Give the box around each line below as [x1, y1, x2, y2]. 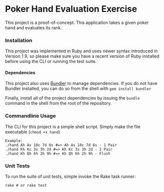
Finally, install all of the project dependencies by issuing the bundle [5, 95, 140, 101]
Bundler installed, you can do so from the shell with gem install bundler [5, 85, 152, 91]
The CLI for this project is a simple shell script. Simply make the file [5, 124, 141, 129]
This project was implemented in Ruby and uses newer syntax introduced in [5, 48, 158, 54]
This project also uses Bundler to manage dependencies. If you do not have [5, 81, 158, 86]
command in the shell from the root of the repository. [5, 100, 112, 106]
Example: [5, 138, 23, 143]
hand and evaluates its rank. [5, 24, 62, 30]
